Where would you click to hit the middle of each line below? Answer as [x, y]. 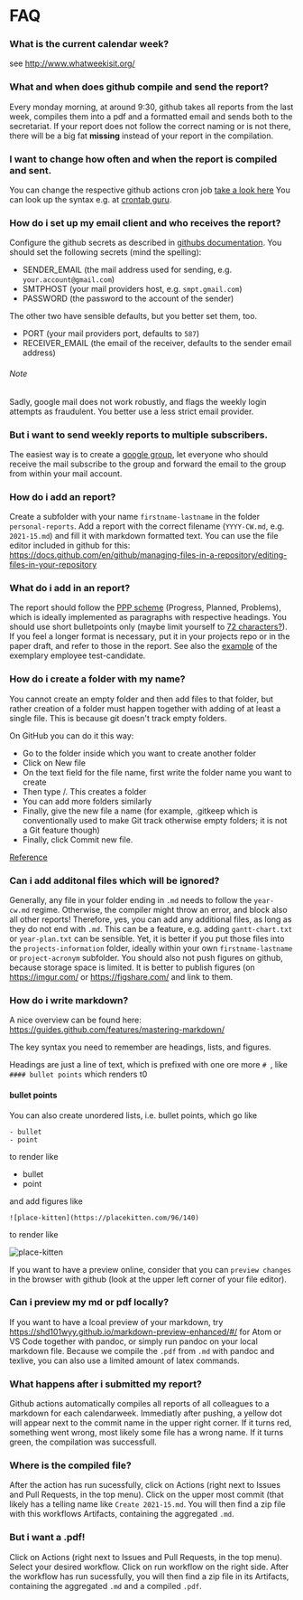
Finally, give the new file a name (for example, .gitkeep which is [140, 811]
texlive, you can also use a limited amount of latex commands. [125, 1360]
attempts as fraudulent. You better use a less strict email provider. [132, 411]
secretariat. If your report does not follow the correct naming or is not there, [150, 126]
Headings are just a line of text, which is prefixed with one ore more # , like [149, 1065]
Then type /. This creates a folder [84, 791]
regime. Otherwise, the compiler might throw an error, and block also [159, 910]
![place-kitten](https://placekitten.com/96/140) [105, 1218]
